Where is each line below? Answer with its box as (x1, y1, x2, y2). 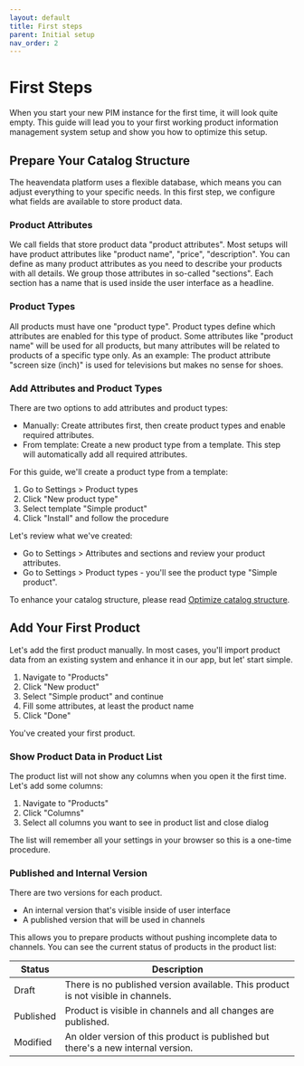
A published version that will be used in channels (22, 915, 205, 926)
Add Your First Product (9, 621, 141, 636)
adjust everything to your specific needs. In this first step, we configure (9, 186, 276, 197)
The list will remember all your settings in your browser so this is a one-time (9, 834, 292, 845)
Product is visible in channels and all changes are (64, 1004, 274, 1017)
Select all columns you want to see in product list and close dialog (22, 817, 270, 828)
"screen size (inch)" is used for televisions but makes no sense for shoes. (9, 359, 284, 370)
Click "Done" (22, 709, 71, 720)
